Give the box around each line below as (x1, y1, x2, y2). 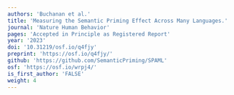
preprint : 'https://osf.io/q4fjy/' (7, 51, 113, 58)
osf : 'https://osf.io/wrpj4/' (7, 64, 98, 71)
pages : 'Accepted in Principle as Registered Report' (7, 30, 171, 38)
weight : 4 (7, 76, 37, 84)
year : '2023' (7, 37, 46, 44)
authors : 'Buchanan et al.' (7, 10, 91, 18)
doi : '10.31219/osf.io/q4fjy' (7, 44, 98, 51)
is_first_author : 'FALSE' (7, 70, 84, 77)
